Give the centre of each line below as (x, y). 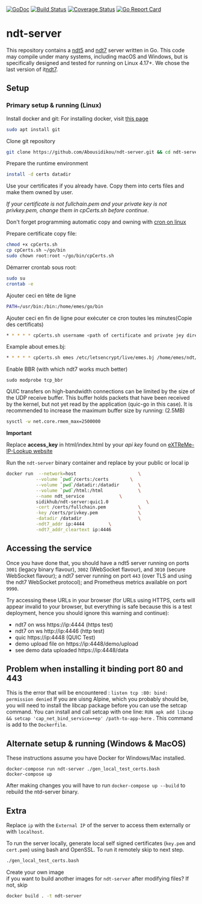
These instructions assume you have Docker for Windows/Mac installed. (96, 758)
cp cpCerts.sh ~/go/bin (36, 250)
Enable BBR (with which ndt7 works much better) (67, 369)
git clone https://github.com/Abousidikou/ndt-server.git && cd (88, 152)
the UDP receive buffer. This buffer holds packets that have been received (98, 398)
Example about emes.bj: (36, 347)
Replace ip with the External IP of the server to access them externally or (98, 825)
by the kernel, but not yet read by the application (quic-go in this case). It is (99, 404)
